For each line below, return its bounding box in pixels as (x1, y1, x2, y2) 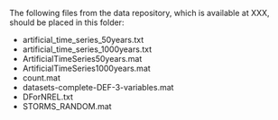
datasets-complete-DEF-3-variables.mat (22, 82, 174, 92)
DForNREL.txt (22, 91, 74, 102)
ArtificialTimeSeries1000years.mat (22, 63, 151, 73)
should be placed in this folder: (9, 17, 125, 28)
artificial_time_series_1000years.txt (22, 44, 152, 55)
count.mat (22, 73, 61, 83)
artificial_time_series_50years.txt (22, 35, 144, 45)
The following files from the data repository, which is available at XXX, (9, 8, 270, 18)
